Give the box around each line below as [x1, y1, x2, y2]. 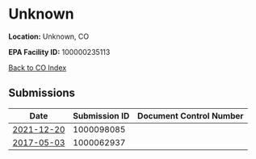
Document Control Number [136, 110, 244, 121]
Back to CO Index [8, 62, 67, 73]
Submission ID [72, 110, 130, 121]
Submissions [8, 86, 75, 100]
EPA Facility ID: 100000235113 [8, 47, 111, 56]
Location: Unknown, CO [8, 31, 90, 41]
